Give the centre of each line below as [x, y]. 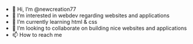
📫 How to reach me [37, 35]
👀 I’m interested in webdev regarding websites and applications [91, 15]
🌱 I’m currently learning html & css [55, 22]
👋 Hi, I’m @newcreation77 [44, 9]
